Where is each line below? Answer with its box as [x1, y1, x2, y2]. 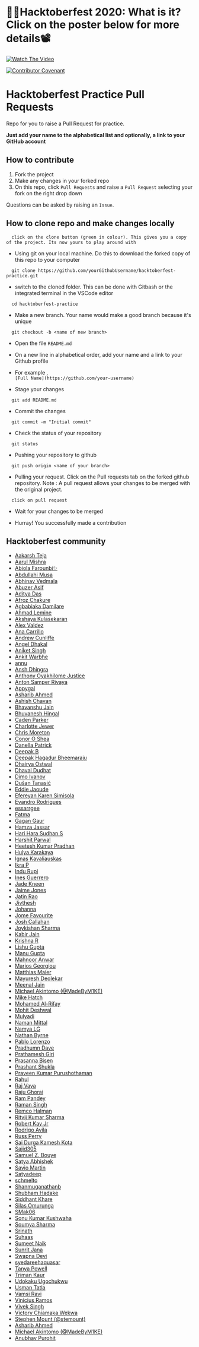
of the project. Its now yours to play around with [6, 239, 136, 245]
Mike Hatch [14, 994, 43, 1001]
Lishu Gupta [14, 943, 44, 950]
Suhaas [14, 1234, 34, 1241]
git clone [11, 267, 36, 274]
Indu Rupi [14, 868, 38, 875]
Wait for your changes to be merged [14, 508, 104, 515]
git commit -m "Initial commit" [11, 419, 92, 425]
